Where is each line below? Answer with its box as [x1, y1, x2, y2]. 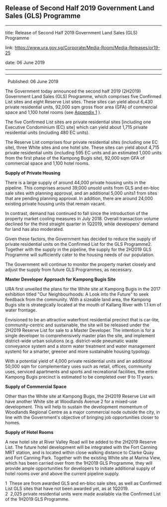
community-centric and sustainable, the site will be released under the [5, 322, 150, 328]
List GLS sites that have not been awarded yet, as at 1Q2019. [5, 485, 129, 492]
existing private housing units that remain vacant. [5, 201, 106, 206]
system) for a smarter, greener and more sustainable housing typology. [5, 348, 151, 354]
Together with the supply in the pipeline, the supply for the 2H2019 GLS [5, 246, 152, 252]
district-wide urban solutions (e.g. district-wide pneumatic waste [5, 338, 138, 344]
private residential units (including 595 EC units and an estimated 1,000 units [5, 149, 162, 156]
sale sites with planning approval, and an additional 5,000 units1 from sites [5, 190, 158, 196]
